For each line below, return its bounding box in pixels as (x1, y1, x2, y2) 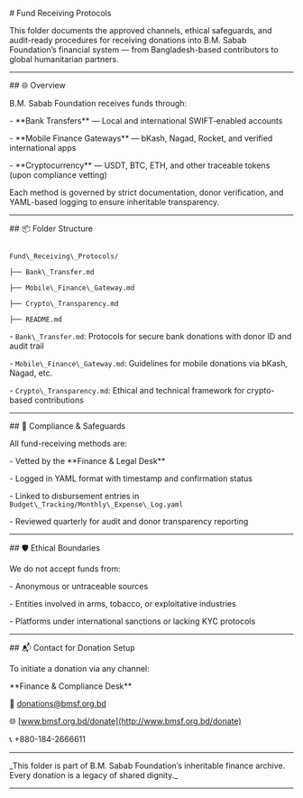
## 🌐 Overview (9, 80, 66, 90)
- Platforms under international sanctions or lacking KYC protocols (9, 616, 256, 626)
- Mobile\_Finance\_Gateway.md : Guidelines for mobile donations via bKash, (9, 358, 289, 368)
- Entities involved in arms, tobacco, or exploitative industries (9, 598, 236, 608)
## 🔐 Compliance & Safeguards (9, 421, 126, 431)
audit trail (9, 340, 45, 351)
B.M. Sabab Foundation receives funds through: (9, 98, 188, 108)
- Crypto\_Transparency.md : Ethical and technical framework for (9, 385, 245, 395)
